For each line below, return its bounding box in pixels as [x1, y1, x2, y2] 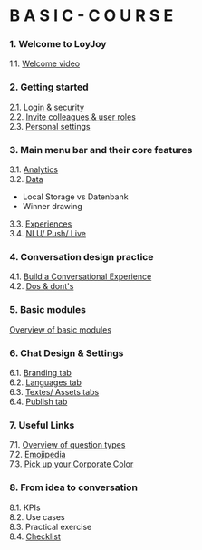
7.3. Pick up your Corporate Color [9, 458, 134, 469]
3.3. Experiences [9, 218, 72, 229]
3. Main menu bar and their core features [9, 143, 193, 156]
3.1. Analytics [9, 164, 59, 175]
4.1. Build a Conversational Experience [9, 271, 152, 282]
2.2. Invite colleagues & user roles [9, 111, 136, 122]
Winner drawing [22, 201, 83, 212]
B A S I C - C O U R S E [9, 5, 174, 26]
